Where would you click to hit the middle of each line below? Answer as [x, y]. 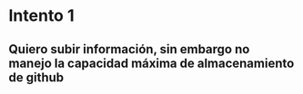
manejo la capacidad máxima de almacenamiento [151, 63]
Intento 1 [41, 16]
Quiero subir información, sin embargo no [129, 49]
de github [36, 77]
